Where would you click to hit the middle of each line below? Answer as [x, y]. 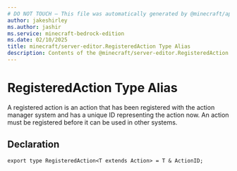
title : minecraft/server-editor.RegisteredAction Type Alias [99, 46]
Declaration [34, 145]
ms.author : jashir [34, 27]
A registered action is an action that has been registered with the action [111, 107]
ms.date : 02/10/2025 [38, 40]
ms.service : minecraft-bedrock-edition [66, 33]
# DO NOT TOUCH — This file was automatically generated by [98, 14]
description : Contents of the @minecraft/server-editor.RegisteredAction [118, 53]
